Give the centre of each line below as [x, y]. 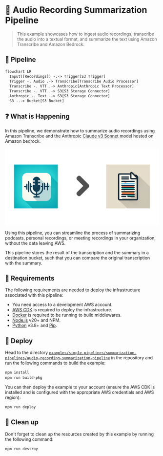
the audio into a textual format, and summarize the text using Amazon [87, 39]
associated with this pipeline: [34, 295]
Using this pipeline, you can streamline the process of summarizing [73, 233]
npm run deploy [20, 407]
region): [13, 397]
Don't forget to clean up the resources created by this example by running [80, 434]
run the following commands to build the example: [55, 363]
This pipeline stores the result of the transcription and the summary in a [77, 252]
